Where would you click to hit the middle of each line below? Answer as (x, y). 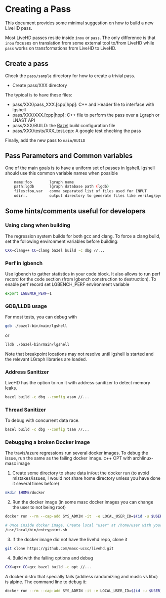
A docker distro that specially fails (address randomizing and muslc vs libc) (82, 576)
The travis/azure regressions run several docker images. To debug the (77, 453)
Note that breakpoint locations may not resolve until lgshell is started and (80, 354)
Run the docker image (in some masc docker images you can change (83, 502)
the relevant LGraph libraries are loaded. (46, 359)
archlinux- (143, 458)
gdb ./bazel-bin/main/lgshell (36, 326)
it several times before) (36, 484)
